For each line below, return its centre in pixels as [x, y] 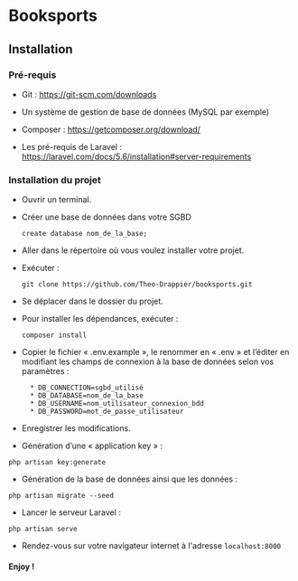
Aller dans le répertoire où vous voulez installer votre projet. [133, 250]
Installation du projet [55, 180]
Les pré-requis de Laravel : [72, 146]
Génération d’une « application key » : [92, 446]
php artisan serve [43, 529]
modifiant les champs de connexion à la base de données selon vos [148, 361]
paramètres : [45, 371]
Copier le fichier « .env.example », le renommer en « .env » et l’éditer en [155, 352]
